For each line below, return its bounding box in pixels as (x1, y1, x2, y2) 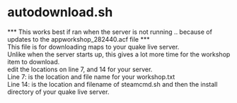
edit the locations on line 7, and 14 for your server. (7, 65, 153, 73)
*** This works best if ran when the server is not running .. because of (7, 28, 212, 36)
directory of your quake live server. (7, 87, 110, 96)
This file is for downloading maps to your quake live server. (7, 42, 180, 51)
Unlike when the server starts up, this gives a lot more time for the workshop (7, 50, 231, 59)
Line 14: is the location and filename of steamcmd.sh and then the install (7, 80, 218, 88)
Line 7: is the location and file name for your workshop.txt (7, 72, 175, 81)
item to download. (7, 57, 60, 66)
